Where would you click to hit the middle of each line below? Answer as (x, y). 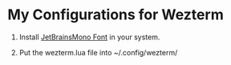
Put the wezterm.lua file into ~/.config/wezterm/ (98, 52)
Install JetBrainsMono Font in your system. (89, 37)
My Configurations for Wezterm (115, 15)
